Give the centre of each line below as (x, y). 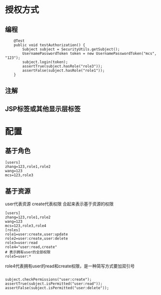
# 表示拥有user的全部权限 (28, 252)
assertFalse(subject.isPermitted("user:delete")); (57, 288)
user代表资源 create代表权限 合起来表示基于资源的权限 (59, 204)
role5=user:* (18, 256)
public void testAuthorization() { (50, 45)
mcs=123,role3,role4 (26, 226)
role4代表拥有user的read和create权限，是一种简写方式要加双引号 (70, 266)
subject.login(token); (45, 62)
